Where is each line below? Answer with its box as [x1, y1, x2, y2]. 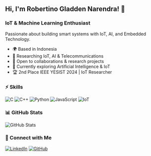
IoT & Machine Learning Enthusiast [5, 20, 91, 27]
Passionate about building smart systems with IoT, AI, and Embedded [5, 31, 146, 37]
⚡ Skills [5, 83, 23, 90]
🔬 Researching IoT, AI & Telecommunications [12, 53, 104, 59]
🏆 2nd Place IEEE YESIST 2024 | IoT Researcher [12, 69, 112, 75]
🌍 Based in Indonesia [12, 46, 57, 52]
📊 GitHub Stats [5, 109, 43, 116]
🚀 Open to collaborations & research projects [12, 58, 104, 64]
